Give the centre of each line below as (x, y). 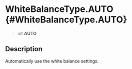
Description (24, 49)
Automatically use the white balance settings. (52, 61)
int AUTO (27, 33)
